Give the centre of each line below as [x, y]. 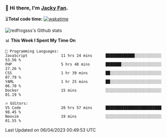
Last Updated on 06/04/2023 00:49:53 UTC [51, 130]
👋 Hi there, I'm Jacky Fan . [37, 8]
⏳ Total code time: [24, 19]
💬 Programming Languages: [32, 52]
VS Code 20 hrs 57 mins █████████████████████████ [83, 108]
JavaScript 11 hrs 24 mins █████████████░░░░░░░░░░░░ [83, 56]
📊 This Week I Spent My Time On [40, 40]
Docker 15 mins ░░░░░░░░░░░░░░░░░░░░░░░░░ [83, 91]
